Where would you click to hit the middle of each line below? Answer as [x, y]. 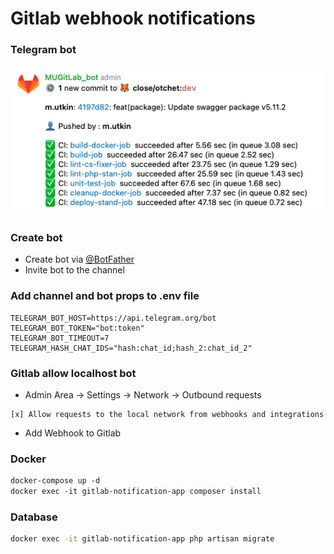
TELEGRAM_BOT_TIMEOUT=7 [60, 338]
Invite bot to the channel [74, 270]
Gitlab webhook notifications [133, 18]
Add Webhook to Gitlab [73, 433]
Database [34, 517]
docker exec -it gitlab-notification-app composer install [136, 492]
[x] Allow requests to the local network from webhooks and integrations [167, 415]
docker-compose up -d [55, 481]
